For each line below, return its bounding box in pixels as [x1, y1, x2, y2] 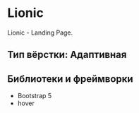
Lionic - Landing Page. [7, 28, 73, 37]
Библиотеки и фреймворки [7, 73, 133, 85]
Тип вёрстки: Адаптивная [7, 49, 127, 61]
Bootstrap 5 [17, 92, 52, 100]
